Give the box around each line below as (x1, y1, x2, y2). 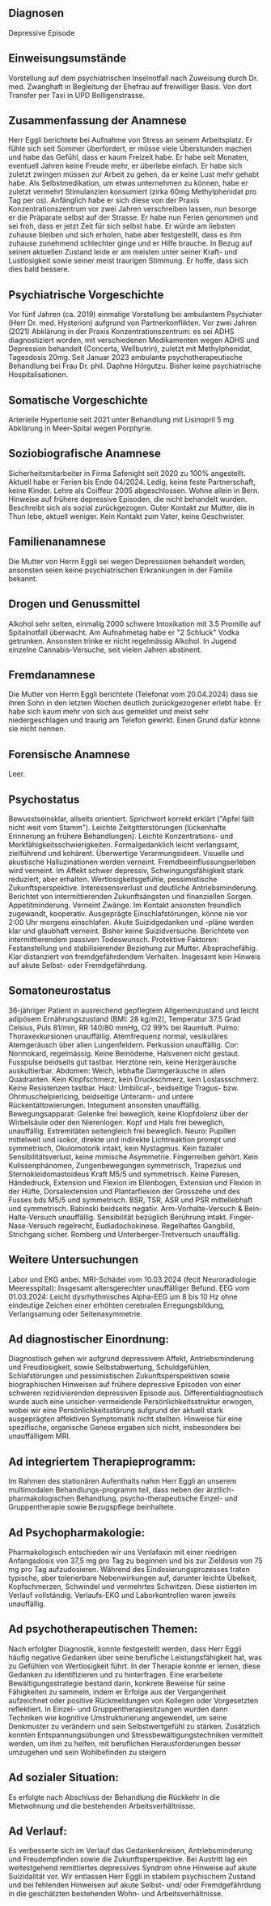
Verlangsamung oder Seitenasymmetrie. (8, 1309, 143, 1318)
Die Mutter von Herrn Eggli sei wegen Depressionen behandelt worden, (8, 556, 247, 566)
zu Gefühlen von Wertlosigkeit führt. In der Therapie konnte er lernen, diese (8, 1661, 261, 1671)
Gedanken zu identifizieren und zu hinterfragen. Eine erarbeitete (8, 1669, 223, 1679)
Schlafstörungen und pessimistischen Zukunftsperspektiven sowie (8, 1371, 231, 1381)
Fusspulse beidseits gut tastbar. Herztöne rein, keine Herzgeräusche (8, 1057, 237, 1067)
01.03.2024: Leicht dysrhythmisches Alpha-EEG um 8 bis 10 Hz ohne (8, 1291, 238, 1301)
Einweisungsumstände (8, 52, 127, 66)
